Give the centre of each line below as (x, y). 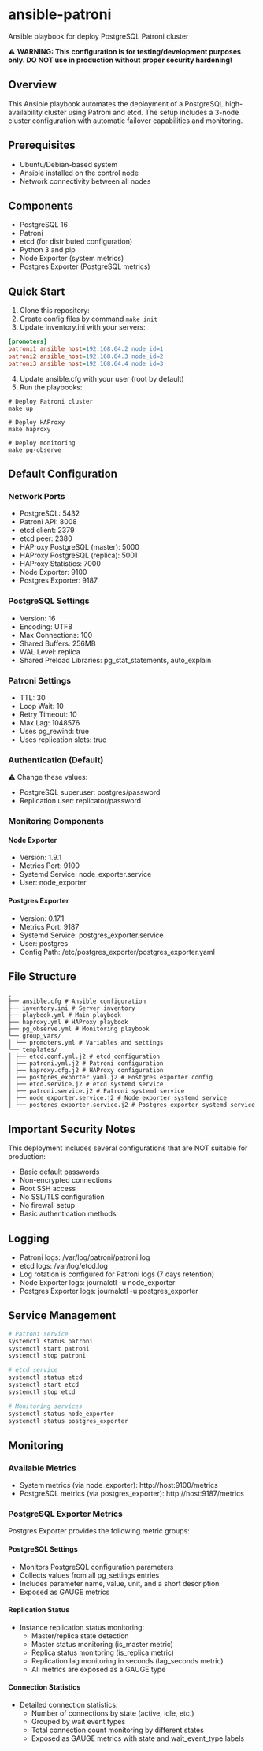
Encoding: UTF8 (46, 626)
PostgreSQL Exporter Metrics (66, 1514)
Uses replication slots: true (63, 740)
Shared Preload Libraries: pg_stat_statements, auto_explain (115, 660)
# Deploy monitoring (42, 443)
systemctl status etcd (45, 1377)
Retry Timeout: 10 (48, 714)
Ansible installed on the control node (79, 173)
